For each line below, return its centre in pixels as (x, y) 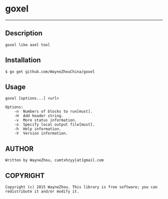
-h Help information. (38, 129)
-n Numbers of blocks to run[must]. (53, 111)
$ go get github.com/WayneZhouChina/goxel (50, 71)
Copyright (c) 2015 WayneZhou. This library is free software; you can (81, 187)
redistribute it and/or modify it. (42, 191)
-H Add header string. (39, 116)
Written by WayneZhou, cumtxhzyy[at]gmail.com (54, 160)
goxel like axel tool (28, 45)
